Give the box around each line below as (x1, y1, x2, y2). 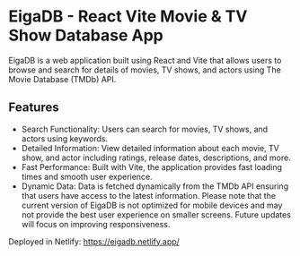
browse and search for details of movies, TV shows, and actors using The (8, 64, 282, 75)
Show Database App (8, 25, 163, 46)
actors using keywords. (21, 132, 109, 144)
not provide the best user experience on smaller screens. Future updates (21, 209, 291, 220)
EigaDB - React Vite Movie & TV (8, 6, 248, 27)
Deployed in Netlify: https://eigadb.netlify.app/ (8, 235, 181, 247)
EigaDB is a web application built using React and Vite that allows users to (8, 55, 282, 65)
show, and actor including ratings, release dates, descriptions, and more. (21, 152, 291, 163)
